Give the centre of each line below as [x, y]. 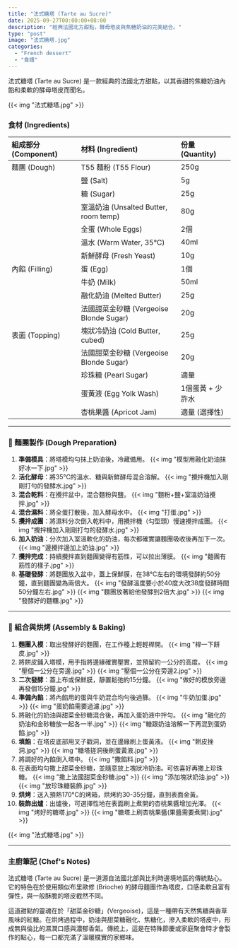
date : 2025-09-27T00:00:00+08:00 [57, 21]
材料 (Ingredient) [109, 149]
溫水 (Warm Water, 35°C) [123, 242]
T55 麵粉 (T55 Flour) [116, 168]
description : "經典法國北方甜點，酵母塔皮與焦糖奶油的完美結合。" [95, 27]
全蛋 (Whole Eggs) [112, 229]
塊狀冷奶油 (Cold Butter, [121, 331]
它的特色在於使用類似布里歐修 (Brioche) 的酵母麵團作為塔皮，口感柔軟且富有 [119, 886]
